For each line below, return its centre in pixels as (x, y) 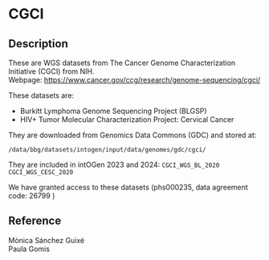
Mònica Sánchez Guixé (47, 240)
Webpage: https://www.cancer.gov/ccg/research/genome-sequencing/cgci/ (134, 80)
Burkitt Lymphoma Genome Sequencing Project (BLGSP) (113, 111)
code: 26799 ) (32, 196)
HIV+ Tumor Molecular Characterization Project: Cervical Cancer (127, 120)
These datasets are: (41, 95)
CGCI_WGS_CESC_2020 (41, 173)
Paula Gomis (29, 249)
